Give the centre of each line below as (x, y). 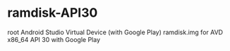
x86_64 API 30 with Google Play (54, 39)
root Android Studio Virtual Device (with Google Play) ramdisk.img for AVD (115, 32)
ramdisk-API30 (53, 13)
